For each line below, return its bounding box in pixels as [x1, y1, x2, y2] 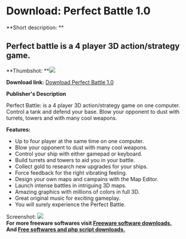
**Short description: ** [6, 24, 64, 31]
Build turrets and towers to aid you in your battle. [14, 156, 136, 163]
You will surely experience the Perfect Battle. [14, 201, 126, 208]
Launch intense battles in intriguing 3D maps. [14, 182, 127, 189]
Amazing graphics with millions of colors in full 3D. [14, 188, 140, 195]
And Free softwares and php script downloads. [6, 225, 126, 233]
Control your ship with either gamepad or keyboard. [14, 150, 142, 157]
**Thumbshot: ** [6, 67, 50, 74]
